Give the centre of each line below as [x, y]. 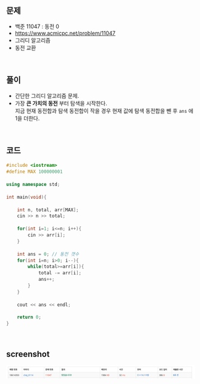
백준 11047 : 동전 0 [37, 26]
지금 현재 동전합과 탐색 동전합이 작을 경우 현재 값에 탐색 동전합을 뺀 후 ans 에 [104, 110]
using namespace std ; [33, 185]
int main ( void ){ [26, 197]
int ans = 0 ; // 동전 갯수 [48, 254]
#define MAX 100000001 [34, 172]
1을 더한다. [27, 118]
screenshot [28, 354]
